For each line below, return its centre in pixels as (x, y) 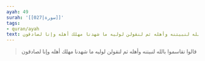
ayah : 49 (17, 12)
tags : (13, 23)
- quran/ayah (23, 29)
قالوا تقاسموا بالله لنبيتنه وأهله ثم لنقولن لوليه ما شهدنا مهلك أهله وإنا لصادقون (109, 51)
